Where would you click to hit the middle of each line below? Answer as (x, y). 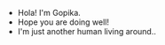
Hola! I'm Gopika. (49, 13)
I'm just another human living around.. (87, 31)
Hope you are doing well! (63, 22)
